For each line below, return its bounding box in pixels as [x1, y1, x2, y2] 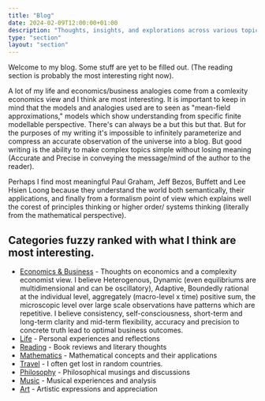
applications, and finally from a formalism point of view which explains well [8, 194, 252, 204]
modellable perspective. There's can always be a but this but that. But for [8, 120, 247, 129]
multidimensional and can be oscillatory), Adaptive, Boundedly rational [19, 283, 249, 293]
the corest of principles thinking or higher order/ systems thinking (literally [8, 202, 249, 212]
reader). [8, 162, 35, 171]
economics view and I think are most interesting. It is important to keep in [8, 95, 246, 104]
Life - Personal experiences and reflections [19, 333, 160, 343]
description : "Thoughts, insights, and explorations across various [8, 26, 238, 34]
